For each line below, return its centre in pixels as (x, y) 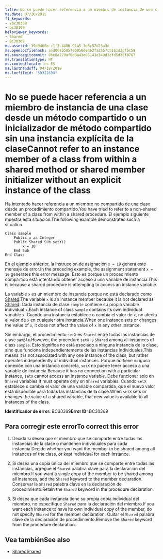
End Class (15, 255)
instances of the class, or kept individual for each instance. (71, 454)
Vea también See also (38, 540)
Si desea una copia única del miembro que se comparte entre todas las (83, 463)
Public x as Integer (34, 238)
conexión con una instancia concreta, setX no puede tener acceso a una (77, 366)
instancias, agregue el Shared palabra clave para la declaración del (79, 468)
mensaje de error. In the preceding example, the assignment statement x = (79, 269)
